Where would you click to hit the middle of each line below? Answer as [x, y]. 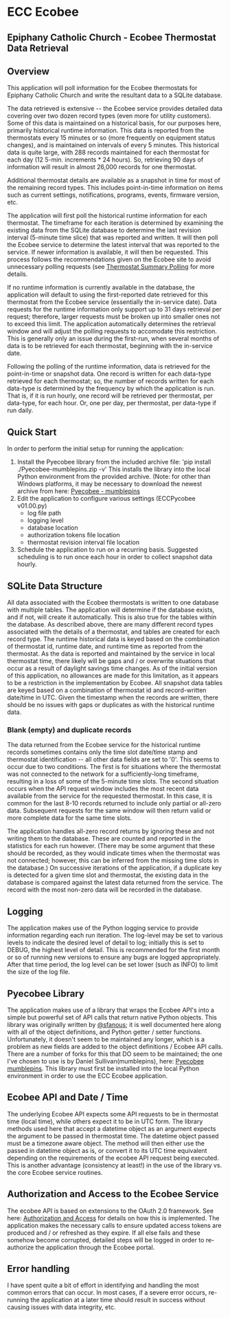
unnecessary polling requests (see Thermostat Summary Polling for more [111, 267]
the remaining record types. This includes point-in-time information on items [115, 188]
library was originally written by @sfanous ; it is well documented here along [114, 1024]
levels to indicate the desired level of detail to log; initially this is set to [106, 942]
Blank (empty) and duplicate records [69, 730]
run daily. [20, 411]
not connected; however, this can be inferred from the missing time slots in [113, 861]
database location [53, 528]
